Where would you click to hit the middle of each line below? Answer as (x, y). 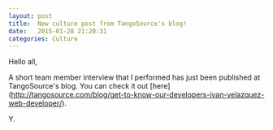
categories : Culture (43, 39)
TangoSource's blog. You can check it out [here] (89, 86)
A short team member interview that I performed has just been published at (134, 77)
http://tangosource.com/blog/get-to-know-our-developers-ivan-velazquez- (138, 95)
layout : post (30, 16)
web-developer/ (35, 103)
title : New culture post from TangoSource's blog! (97, 24)
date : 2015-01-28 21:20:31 (58, 31)
